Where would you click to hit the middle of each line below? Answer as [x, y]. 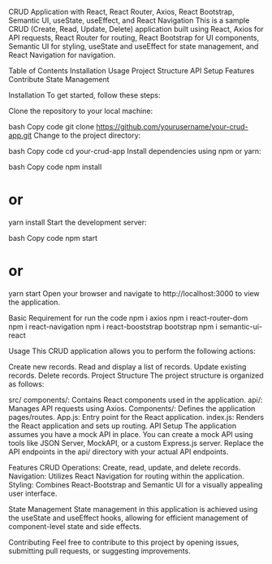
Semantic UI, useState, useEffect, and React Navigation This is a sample [129, 20]
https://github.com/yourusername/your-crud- [173, 127]
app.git [20, 135]
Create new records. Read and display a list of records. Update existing [127, 366]
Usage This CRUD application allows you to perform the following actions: [132, 351]
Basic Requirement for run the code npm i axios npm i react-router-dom [128, 317]
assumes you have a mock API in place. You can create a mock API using [131, 434]
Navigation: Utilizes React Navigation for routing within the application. [127, 476]
